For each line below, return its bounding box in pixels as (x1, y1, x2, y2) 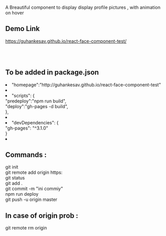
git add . (5, 180, 23, 187)
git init (5, 164, 19, 170)
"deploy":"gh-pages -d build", (5, 103, 68, 109)
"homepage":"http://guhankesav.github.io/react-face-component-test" (12, 82, 161, 88)
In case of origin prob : (5, 211, 78, 220)
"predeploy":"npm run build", (5, 98, 66, 104)
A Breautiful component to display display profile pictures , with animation (5, 5, 161, 10)
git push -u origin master (5, 196, 58, 203)
